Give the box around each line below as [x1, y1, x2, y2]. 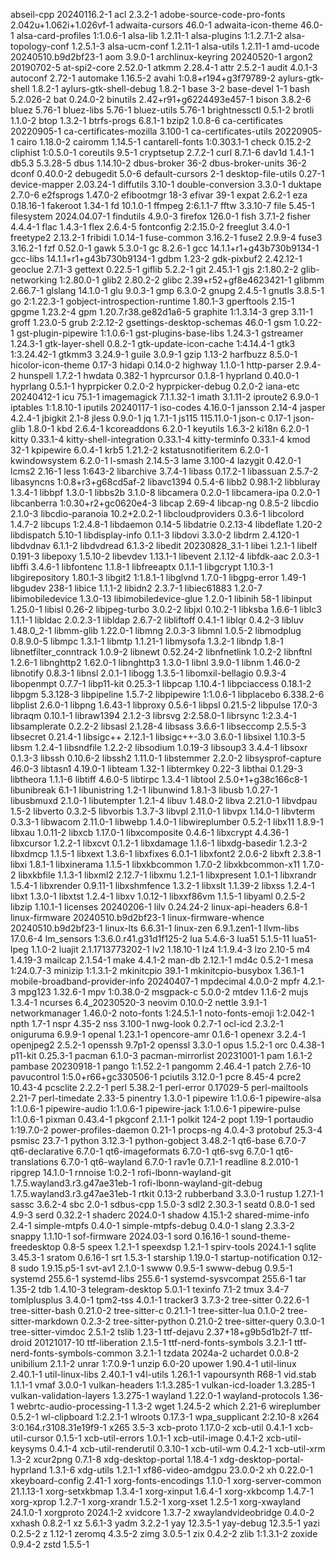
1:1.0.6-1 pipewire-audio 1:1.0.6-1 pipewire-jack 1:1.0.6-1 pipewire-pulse [10, 1103, 301, 1114]
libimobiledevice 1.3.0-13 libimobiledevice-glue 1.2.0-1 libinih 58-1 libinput [10, 593, 313, 604]
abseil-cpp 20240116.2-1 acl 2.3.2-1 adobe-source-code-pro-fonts [10, 9, 286, 20]
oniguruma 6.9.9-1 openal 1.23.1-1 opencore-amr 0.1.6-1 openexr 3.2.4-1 [10, 1029, 306, 1040]
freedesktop [10, 1241, 61, 1253]
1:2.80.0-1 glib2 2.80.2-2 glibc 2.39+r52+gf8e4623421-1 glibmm [59, 274, 325, 286]
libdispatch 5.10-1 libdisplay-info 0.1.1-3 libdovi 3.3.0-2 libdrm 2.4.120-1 [10, 529, 300, 541]
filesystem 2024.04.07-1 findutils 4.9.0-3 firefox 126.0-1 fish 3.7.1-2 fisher [10, 210, 312, 222]
